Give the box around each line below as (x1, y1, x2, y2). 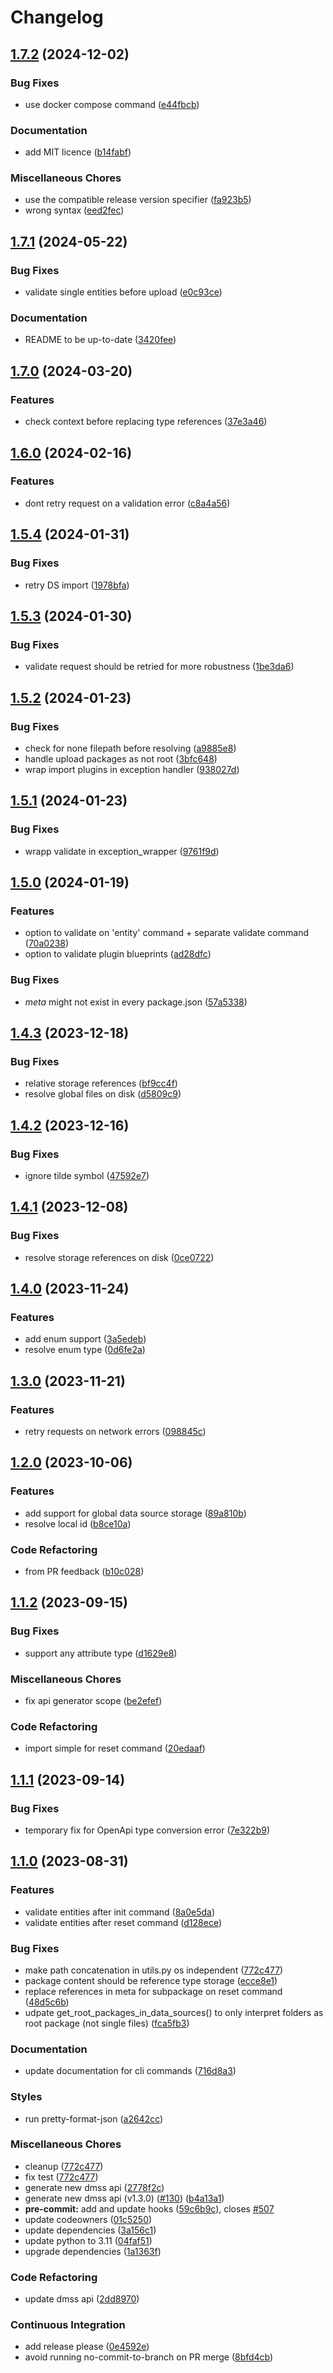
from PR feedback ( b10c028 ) (24, 1565, 145, 1577)
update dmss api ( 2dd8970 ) (24, 2293, 140, 2305)
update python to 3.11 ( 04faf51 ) (24, 2234, 153, 2246)
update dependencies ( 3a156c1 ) (24, 2224, 157, 2236)
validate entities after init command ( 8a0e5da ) (24, 1906, 216, 1918)
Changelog (10, 6, 104, 29)
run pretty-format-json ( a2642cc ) (24, 2112, 164, 2125)
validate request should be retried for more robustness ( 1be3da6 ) (24, 661, 295, 673)
